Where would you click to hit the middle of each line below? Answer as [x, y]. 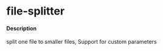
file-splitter [36, 11]
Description [22, 28]
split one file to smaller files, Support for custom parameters [81, 42]
